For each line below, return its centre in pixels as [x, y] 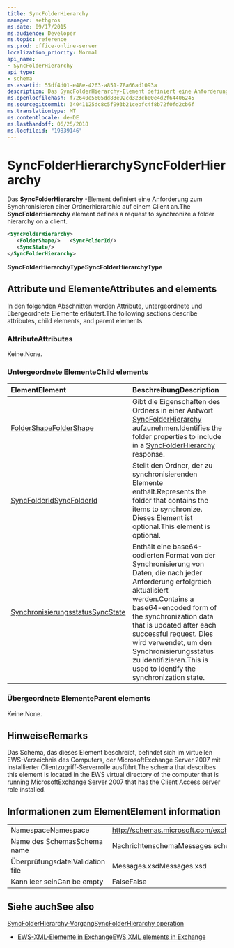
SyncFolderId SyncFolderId [54, 501]
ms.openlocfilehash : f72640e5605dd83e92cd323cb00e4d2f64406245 [101, 98]
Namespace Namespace [50, 830]
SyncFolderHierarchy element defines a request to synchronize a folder [111, 214]
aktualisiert [150, 591]
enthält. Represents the [169, 491]
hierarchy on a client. [38, 221]
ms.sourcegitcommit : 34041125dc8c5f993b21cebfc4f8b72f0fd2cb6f [101, 105]
